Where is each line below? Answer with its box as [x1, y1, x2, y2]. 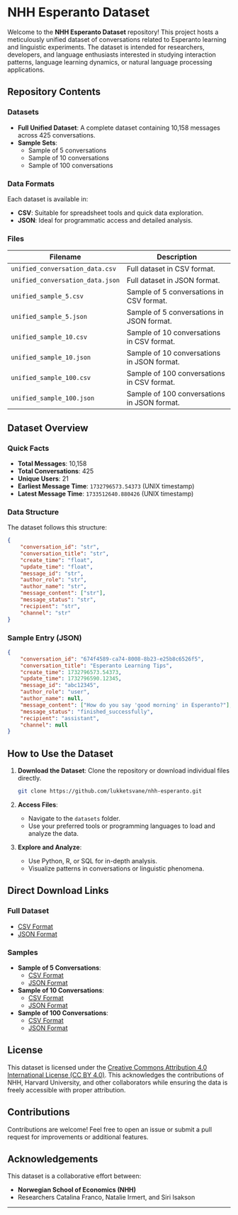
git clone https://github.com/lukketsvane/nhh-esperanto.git [17, 788, 203, 795]
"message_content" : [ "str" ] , [20, 590, 106, 597]
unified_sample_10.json [11, 354, 91, 362]
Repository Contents [7, 86, 101, 98]
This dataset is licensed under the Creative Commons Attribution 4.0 [7, 1063, 208, 1071]
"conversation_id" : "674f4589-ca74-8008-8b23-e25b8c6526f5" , [20, 655, 204, 663]
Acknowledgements [7, 1153, 98, 1165]
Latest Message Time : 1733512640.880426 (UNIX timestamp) [17, 489, 194, 498]
